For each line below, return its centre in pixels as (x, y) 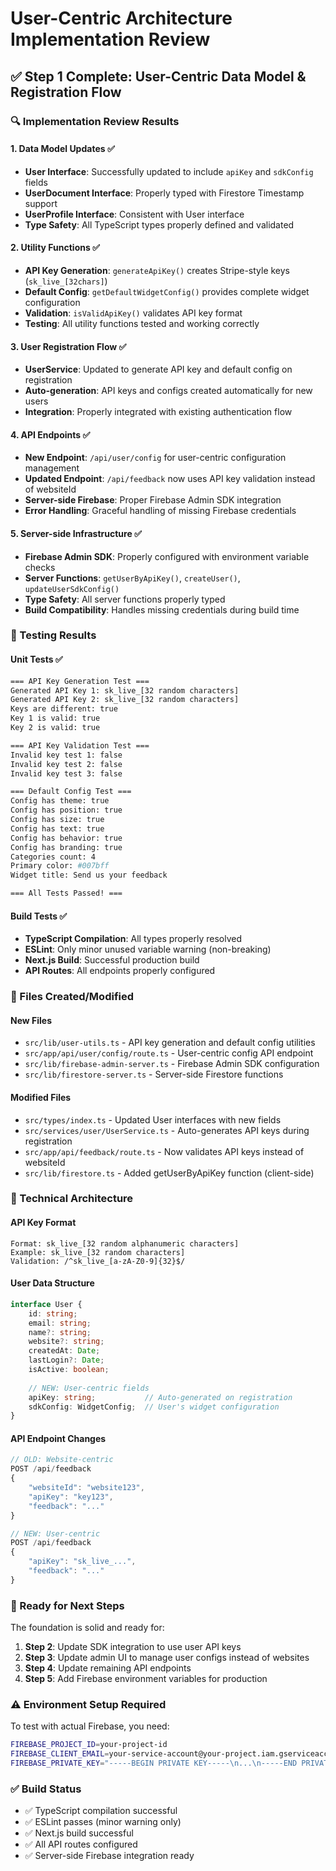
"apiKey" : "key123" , (71, 1497)
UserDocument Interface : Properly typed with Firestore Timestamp (164, 193)
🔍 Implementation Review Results (95, 121)
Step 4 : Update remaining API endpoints (108, 1668)
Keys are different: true (64, 709)
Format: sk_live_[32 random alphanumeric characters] (125, 1243)
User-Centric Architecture (121, 18)
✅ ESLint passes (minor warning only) (103, 1822)
